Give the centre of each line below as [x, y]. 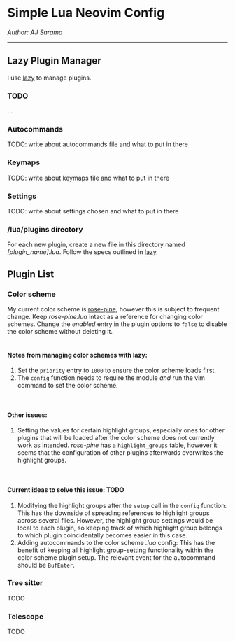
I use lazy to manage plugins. [49, 78]
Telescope [26, 616]
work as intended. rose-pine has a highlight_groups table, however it [117, 445]
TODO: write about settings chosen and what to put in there [93, 211]
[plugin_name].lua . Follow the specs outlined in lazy [82, 252]
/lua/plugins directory [45, 229]
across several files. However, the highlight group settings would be [115, 520]
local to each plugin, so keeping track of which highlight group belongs [120, 528]
